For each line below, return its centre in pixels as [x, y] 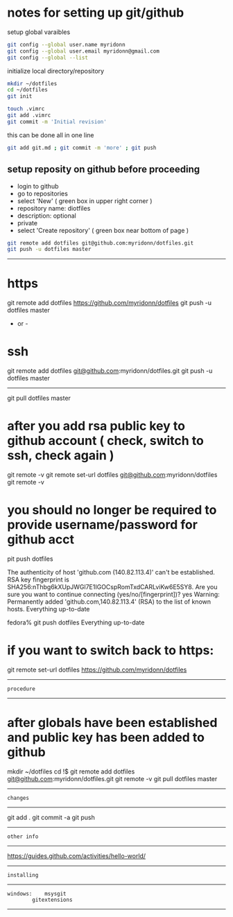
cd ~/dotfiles [28, 90]
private [27, 222]
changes [18, 798]
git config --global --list [48, 58]
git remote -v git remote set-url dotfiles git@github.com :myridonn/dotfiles [112, 475]
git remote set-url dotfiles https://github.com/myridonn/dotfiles [97, 670]
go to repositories [42, 193]
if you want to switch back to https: [111, 650]
